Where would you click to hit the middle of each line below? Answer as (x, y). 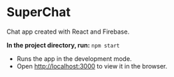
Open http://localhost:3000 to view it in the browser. (92, 66)
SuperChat (39, 12)
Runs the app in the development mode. (74, 58)
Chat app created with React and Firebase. (68, 31)
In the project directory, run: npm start (63, 45)
